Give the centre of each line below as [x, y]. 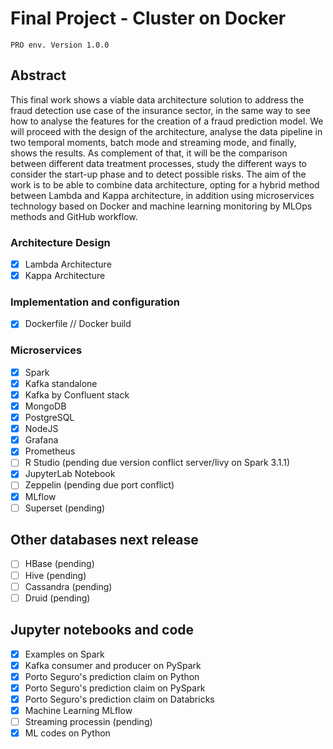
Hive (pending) [55, 575]
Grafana [41, 440]
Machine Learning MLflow [78, 710]
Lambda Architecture [68, 264]
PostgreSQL [49, 418]
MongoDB [45, 406]
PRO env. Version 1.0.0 [60, 45]
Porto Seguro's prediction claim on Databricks [119, 699]
